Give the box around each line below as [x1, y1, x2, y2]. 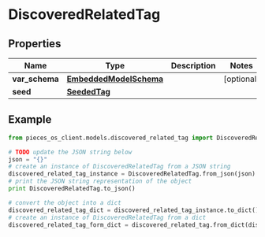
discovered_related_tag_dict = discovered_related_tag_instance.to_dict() [8, 206, 259, 214]
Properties [8, 37, 62, 50]
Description [170, 61, 216, 71]
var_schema [12, 73, 59, 84]
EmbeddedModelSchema [66, 73, 164, 84]
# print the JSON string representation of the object [8, 177, 192, 186]
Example [8, 113, 52, 127]
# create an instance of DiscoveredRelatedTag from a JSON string [8, 163, 231, 171]
